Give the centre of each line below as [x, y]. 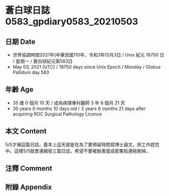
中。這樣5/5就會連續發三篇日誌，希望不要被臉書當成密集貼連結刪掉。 [78, 151]
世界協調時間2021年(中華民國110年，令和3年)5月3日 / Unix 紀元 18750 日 [88, 55]
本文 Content [26, 131]
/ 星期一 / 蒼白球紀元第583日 [43, 61]
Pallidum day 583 [31, 72]
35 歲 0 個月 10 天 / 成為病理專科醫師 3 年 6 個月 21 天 [69, 103]
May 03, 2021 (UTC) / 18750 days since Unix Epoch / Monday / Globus [87, 67]
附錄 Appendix [29, 187]
